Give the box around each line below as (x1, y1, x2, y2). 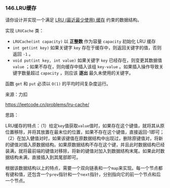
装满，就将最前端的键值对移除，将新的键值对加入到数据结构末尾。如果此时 (5, 148, 160, 154)
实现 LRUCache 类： (5, 28, 44, 34)
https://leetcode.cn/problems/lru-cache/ (5, 102, 90, 108)
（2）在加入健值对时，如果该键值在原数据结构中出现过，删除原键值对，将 (5, 135, 159, 142)
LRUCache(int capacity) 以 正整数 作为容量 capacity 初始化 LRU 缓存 (12, 38, 156, 44)
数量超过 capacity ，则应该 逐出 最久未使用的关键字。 (21, 70, 134, 76)
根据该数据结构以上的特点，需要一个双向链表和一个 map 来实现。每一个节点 (5, 165, 158, 171)
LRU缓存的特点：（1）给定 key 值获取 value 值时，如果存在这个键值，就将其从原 (5, 123, 165, 129)
